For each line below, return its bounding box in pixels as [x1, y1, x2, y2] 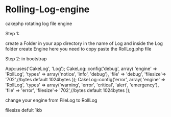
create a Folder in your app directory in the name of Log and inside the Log [5, 40, 163, 46]
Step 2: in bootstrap [5, 55, 47, 62]
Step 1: [5, 30, 19, 36]
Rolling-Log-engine [5, 4, 90, 15]
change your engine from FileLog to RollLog [5, 97, 97, 103]
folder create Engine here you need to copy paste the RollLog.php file [5, 45, 152, 52]
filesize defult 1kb [5, 107, 42, 113]
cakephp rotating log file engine [5, 20, 72, 27]
